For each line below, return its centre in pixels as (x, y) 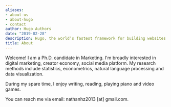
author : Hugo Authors (28, 29)
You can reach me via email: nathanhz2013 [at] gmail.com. (67, 99)
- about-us (17, 15)
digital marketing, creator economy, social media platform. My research (81, 63)
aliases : (15, 10)
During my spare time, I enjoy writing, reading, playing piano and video (80, 84)
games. (13, 89)
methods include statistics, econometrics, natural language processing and (84, 68)
